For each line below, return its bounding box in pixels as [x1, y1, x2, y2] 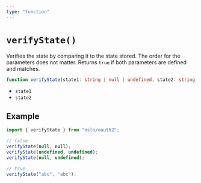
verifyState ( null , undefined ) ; [6, 154, 85, 161]
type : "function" [6, 8, 50, 15]
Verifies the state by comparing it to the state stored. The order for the [6, 52, 181, 59]
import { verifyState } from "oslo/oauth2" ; [6, 127, 120, 133]
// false [6, 138, 28, 144]
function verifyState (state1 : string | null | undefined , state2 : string [6, 76, 196, 83]
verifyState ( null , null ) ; [6, 143, 71, 149]
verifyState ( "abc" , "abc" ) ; [6, 171, 77, 177]
